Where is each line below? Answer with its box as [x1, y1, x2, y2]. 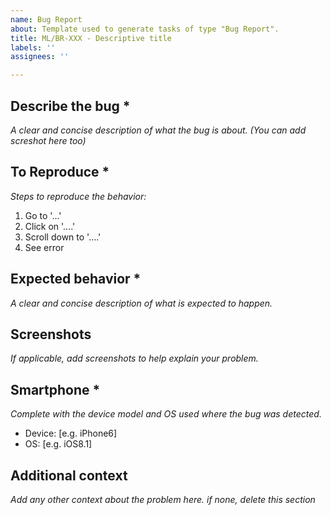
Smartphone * [10, 381, 101, 398]
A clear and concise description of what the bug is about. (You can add [10, 124, 307, 136]
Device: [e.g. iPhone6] [24, 427, 118, 440]
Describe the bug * [10, 97, 131, 115]
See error [24, 241, 65, 253]
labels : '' [10, 42, 56, 53]
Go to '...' [24, 209, 62, 221]
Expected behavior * [10, 271, 142, 288]
